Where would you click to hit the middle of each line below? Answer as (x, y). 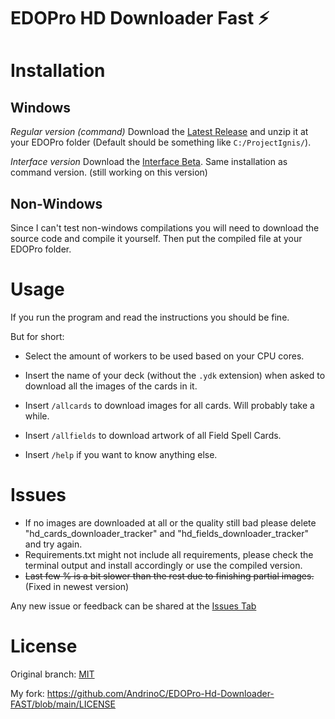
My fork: (27, 693)
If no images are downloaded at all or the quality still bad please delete (170, 522)
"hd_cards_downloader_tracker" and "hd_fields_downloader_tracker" (167, 533)
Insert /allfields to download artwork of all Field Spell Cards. (153, 435)
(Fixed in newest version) (77, 586)
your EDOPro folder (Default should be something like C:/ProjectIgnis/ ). (161, 142)
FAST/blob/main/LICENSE (63, 704)
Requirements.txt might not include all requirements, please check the (169, 554)
